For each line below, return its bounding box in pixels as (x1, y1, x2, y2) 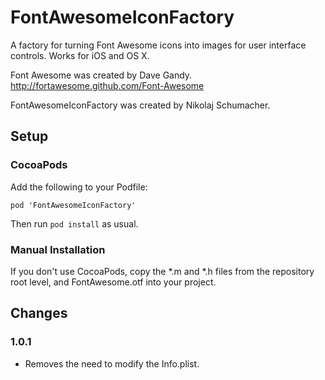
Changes (10, 305, 68, 322)
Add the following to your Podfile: (10, 181, 148, 193)
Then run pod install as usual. (10, 217, 139, 230)
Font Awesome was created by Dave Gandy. (10, 69, 193, 81)
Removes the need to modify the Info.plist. (24, 357, 200, 370)
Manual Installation (10, 242, 106, 256)
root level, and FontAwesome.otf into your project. (10, 276, 217, 288)
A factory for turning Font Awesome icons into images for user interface (10, 39, 307, 51)
